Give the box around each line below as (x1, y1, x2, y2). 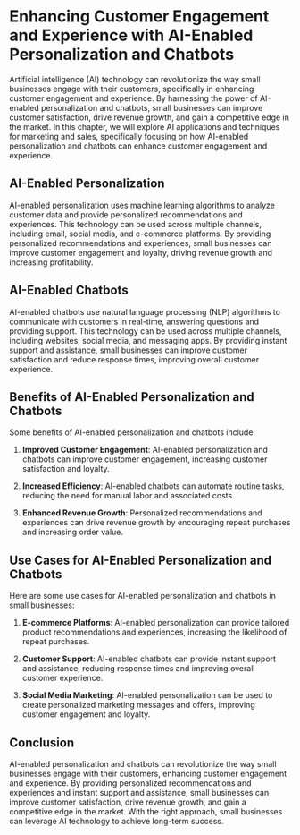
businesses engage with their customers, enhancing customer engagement (9, 768, 287, 779)
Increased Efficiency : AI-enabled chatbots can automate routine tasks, (21, 481, 285, 491)
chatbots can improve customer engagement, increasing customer (21, 454, 268, 464)
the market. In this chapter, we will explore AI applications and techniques (9, 121, 280, 132)
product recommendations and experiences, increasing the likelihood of (21, 626, 287, 637)
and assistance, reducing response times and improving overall (21, 663, 255, 674)
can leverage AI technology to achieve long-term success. (9, 816, 225, 826)
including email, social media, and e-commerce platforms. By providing (9, 228, 271, 239)
